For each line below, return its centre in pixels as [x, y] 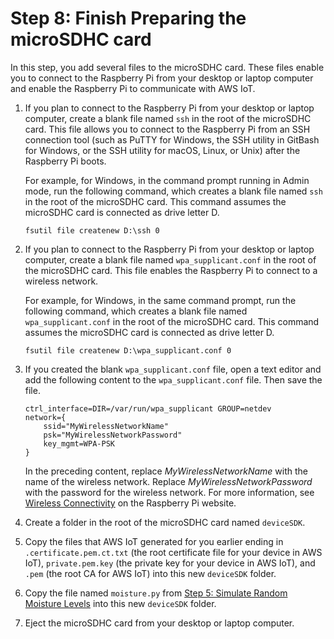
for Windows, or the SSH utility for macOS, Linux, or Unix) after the [162, 150]
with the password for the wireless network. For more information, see [169, 492]
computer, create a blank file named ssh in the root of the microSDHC [168, 118]
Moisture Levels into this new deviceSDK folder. [120, 603]
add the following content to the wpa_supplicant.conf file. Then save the [173, 379]
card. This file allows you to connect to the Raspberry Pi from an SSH [167, 129]
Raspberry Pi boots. [65, 161]
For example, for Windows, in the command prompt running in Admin [167, 180]
